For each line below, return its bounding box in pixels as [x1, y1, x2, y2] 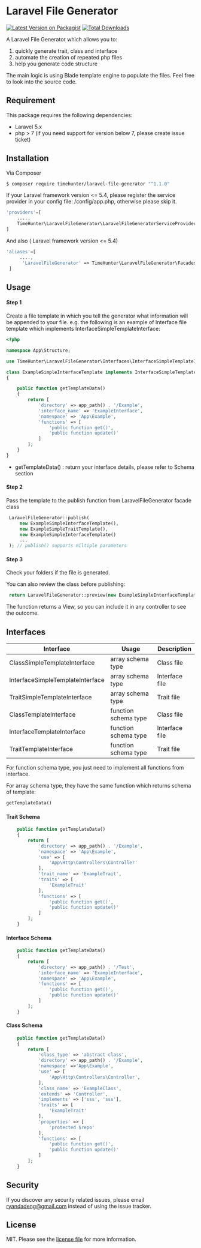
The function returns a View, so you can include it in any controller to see [6, 603, 187, 610]
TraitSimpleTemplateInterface [9, 693, 92, 702]
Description [157, 645, 191, 653]
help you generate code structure [14, 60, 98, 67]
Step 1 [6, 299, 22, 306]
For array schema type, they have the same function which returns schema [6, 782, 191, 789]
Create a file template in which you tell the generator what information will [6, 312, 188, 319]
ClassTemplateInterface [9, 710, 76, 719]
